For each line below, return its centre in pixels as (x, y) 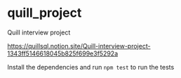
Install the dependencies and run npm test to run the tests (91, 67)
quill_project (45, 13)
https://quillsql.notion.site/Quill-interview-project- (79, 46)
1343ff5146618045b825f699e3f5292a (63, 53)
